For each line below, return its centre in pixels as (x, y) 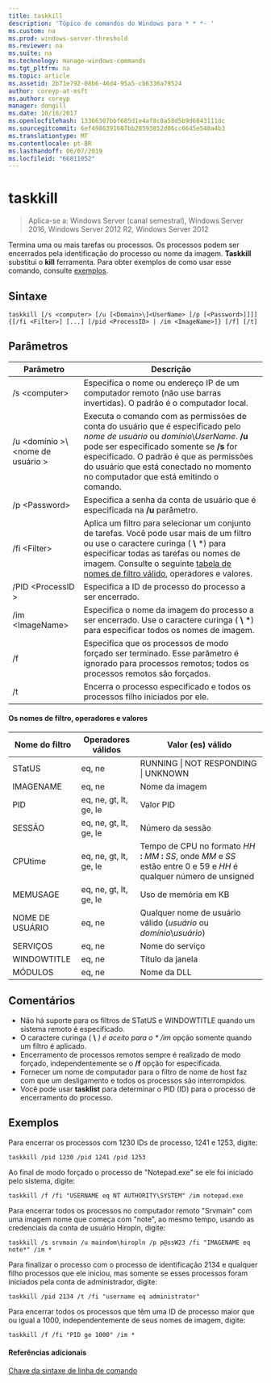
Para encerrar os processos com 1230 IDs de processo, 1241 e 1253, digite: (133, 1142)
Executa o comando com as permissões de (165, 416)
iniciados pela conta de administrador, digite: (83, 1281)
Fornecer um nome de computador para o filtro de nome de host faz (133, 1071)
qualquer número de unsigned (197, 877)
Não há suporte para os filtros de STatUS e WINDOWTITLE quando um (138, 1020)
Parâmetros (38, 347)
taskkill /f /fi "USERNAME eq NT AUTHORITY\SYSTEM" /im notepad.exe (126, 1196)
